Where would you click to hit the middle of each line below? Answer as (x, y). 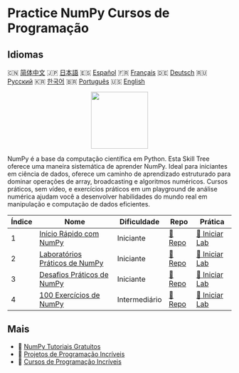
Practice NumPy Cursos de (89, 13)
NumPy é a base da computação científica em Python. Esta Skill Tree (108, 159)
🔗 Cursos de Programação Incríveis (70, 362)
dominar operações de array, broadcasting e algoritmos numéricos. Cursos (118, 182)
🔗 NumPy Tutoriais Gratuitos (59, 346)
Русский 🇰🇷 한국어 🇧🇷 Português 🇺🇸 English (76, 81)
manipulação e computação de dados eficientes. (79, 204)
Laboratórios (60, 254)
